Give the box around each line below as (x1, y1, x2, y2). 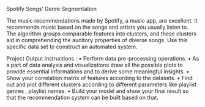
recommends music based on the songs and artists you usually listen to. (6, 24, 188, 31)
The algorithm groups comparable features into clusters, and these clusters (6, 30, 197, 37)
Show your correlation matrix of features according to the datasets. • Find (6, 75, 193, 81)
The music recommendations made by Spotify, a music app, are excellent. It (6, 17, 198, 24)
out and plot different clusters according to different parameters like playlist (6, 81, 197, 88)
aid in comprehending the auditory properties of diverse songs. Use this (6, 37, 188, 43)
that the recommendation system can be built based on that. (6, 94, 159, 101)
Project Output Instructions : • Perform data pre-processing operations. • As (6, 55, 199, 62)
